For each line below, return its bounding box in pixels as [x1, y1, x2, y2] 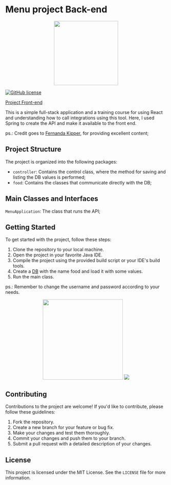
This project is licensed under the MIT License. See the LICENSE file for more [5, 469, 166, 475]
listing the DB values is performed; [12, 174, 86, 180]
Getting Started [5, 222, 56, 232]
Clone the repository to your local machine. [12, 247, 104, 253]
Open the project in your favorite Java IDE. [12, 252, 103, 258]
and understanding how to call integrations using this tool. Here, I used [5, 115, 155, 121]
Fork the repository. [12, 419, 55, 425]
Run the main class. [12, 274, 55, 280]
